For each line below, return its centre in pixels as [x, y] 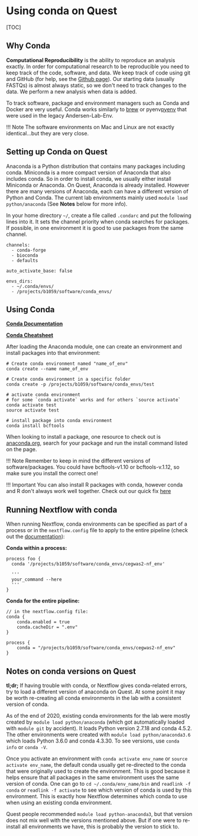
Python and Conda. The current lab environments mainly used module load [97, 197]
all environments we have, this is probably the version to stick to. [100, 827]
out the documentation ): [35, 537]
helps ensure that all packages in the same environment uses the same [92, 777]
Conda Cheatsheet [30, 335]
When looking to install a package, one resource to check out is [84, 437]
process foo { [24, 559]
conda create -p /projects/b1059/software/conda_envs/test [80, 385]
